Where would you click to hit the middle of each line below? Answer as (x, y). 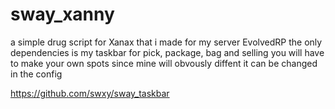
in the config (36, 74)
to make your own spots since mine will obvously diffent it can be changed (164, 63)
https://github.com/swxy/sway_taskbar (90, 93)
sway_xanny (62, 14)
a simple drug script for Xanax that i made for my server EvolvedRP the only (166, 42)
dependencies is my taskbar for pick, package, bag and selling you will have (167, 52)
